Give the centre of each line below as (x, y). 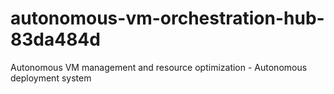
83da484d (55, 39)
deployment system (51, 78)
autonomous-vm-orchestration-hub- (167, 18)
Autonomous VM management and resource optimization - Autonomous (159, 67)
